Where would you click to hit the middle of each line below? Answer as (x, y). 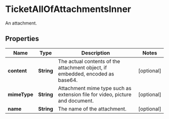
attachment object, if (82, 67)
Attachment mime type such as (95, 88)
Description (96, 52)
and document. (76, 100)
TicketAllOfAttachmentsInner (68, 9)
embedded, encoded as (86, 73)
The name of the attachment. (92, 108)
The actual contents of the (89, 61)
